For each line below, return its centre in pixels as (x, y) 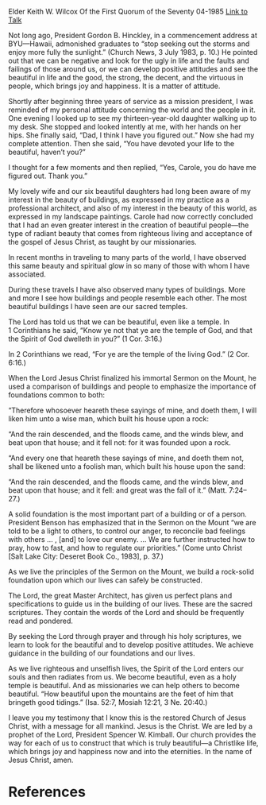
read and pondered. (41, 621)
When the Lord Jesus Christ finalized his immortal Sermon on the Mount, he (132, 378)
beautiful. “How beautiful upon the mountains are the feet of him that (121, 694)
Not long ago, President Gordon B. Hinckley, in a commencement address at (133, 35)
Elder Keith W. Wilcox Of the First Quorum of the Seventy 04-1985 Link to (128, 12)
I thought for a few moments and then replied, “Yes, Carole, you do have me (132, 167)
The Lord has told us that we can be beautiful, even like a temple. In (119, 322)
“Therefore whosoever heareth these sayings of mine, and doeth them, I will (133, 410)
